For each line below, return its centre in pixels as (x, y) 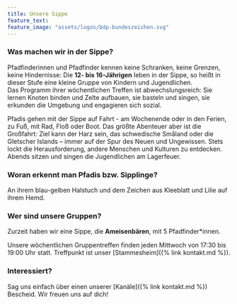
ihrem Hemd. (26, 197)
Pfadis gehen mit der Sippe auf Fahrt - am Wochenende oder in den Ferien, (117, 118)
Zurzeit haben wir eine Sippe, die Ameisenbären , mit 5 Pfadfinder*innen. (114, 232)
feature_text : (28, 21)
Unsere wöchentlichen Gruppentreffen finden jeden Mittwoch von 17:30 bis (117, 245)
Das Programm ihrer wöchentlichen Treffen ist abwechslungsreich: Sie (110, 90)
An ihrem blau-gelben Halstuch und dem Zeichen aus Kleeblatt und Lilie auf (117, 190)
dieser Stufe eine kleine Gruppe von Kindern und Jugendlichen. (100, 82)
